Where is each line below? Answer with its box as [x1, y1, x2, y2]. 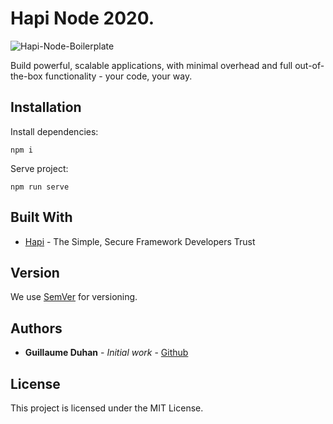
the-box [10, 70, 43, 82]
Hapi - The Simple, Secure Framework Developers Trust [24, 235, 256, 247]
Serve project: [10, 162, 69, 174]
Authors [10, 320, 63, 337]
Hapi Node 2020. [10, 7, 155, 30]
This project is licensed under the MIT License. [10, 402, 204, 414]
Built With [10, 209, 73, 226]
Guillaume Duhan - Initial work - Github [24, 347, 189, 359]
